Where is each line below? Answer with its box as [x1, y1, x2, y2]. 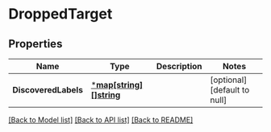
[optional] [210, 74, 248, 85]
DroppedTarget [8, 5, 113, 23]
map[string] [96, 80, 144, 90]
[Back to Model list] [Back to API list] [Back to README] [8, 115, 194, 125]
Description [156, 61, 202, 72]
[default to [210, 85, 250, 95]
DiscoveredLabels [12, 85, 83, 95]
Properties [8, 37, 63, 51]
